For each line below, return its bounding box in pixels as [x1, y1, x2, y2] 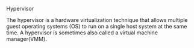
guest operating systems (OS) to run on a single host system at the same [6, 23, 187, 30]
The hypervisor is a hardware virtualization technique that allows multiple [6, 17, 188, 23]
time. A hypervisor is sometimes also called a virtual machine [6, 29, 158, 36]
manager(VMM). [6, 36, 47, 42]
